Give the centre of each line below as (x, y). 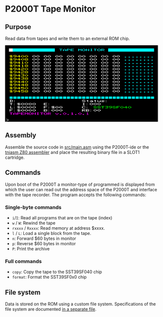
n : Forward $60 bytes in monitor (44, 238)
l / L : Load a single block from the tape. (51, 233)
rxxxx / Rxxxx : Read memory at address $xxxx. (58, 228)
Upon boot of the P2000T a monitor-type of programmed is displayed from (80, 184)
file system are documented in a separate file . (51, 309)
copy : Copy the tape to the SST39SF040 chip (57, 272)
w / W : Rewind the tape (34, 223)
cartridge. (15, 157)
